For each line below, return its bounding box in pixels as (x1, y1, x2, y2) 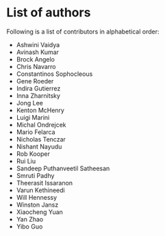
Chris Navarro (16, 62, 56, 70)
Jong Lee (16, 99, 44, 107)
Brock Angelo (16, 55, 55, 63)
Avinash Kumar (16, 48, 60, 56)
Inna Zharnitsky (16, 91, 61, 100)
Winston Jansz (16, 200, 59, 209)
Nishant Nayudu (16, 142, 62, 150)
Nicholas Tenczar (16, 135, 66, 143)
